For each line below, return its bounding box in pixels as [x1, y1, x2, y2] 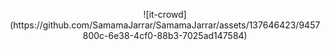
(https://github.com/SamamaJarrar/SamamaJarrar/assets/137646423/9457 [9, 19, 321, 31]
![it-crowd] [143, 9, 187, 20]
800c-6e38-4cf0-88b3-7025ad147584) [82, 30, 248, 41]
